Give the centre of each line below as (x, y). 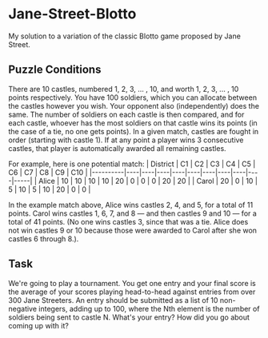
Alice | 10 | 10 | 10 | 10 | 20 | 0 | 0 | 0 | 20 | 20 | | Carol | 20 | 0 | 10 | (148, 181)
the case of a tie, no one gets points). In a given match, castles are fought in (134, 131)
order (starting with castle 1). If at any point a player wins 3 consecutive (126, 140)
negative (23, 308)
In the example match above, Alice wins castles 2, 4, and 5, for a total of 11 (131, 205)
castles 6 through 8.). (44, 239)
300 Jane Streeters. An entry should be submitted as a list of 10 (113, 300)
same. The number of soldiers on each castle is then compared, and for (126, 114)
